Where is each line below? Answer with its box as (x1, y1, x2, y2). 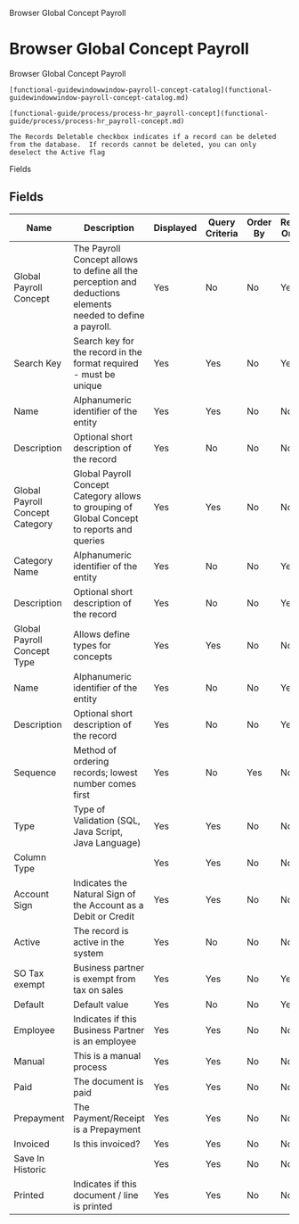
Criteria (205, 227, 238, 239)
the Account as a (73, 898, 144, 911)
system (73, 947, 104, 959)
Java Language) (73, 836, 141, 848)
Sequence (13, 766, 57, 779)
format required (73, 357, 139, 369)
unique (73, 379, 102, 392)
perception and (73, 276, 137, 288)
